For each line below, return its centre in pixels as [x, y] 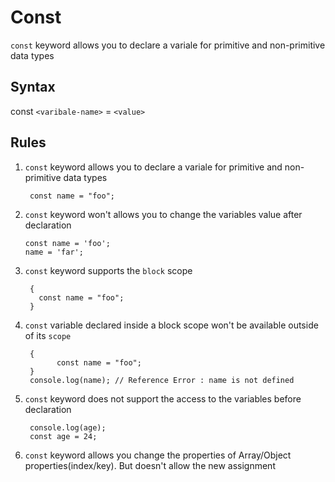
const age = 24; [63, 436]
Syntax [33, 87]
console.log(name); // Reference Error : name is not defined [162, 380]
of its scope [48, 335]
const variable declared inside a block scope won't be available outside [171, 325]
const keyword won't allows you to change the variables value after [163, 214]
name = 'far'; [54, 252]
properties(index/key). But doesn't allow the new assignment [150, 465]
